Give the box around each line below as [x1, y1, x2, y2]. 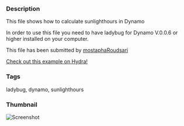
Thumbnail [6, 100, 38, 108]
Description [6, 5, 40, 13]
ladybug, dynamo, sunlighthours [6, 86, 84, 93]
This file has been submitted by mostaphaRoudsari [6, 47, 129, 54]
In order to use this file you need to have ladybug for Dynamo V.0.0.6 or [6, 29, 178, 36]
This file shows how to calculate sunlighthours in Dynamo [6, 18, 145, 25]
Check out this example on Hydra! [6, 58, 88, 65]
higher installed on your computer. [6, 36, 89, 43]
